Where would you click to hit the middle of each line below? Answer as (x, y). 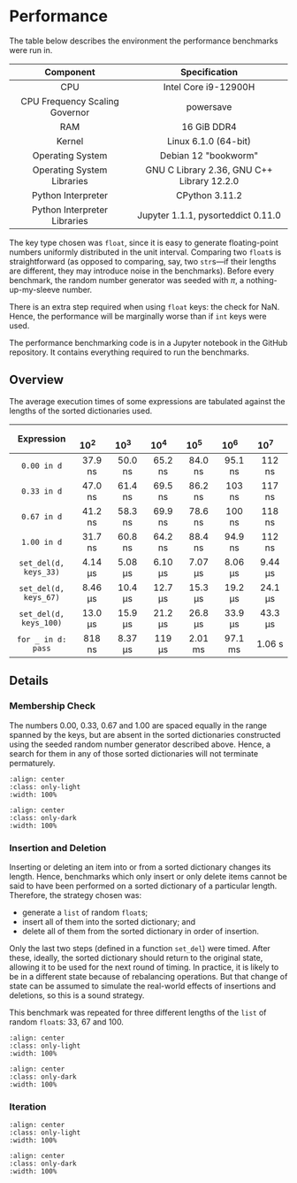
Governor (70, 112)
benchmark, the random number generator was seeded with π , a (127, 280)
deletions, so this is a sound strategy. (77, 995)
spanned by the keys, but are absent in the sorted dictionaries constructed (145, 734)
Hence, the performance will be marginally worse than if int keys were (138, 316)
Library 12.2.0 (209, 181)
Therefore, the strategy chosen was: (76, 895)
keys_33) (42, 572)
